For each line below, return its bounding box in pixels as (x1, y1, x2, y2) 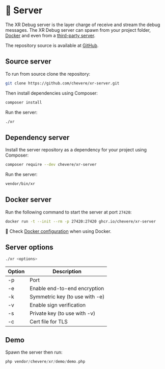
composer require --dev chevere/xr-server (5, 162, 97, 167)
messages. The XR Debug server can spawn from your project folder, (5, 27, 151, 33)
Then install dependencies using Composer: (5, 90, 98, 96)
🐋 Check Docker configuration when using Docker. (5, 228, 112, 234)
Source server (5, 57, 52, 66)
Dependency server (5, 133, 70, 142)
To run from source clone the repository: (5, 71, 91, 77)
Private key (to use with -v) (30, 310, 96, 317)
